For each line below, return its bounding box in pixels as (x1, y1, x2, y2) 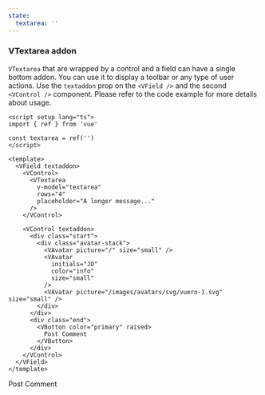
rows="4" (37, 190, 66, 198)
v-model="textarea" (37, 183, 102, 191)
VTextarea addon (8, 46, 77, 57)
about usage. (8, 98, 52, 107)
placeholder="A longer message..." (37, 197, 156, 205)
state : (8, 11, 30, 20)
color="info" (50, 267, 94, 275)
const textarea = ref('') (8, 134, 94, 142)
